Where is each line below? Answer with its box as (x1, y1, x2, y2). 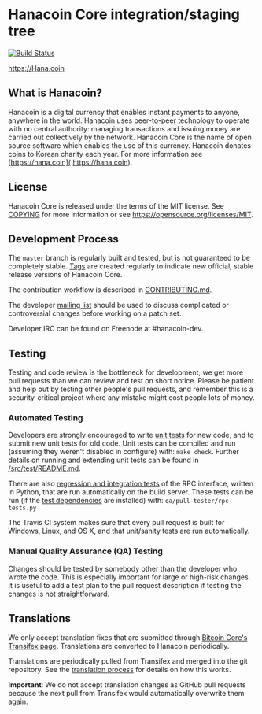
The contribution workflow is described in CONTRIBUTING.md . (8, 285, 212, 294)
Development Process (8, 232, 120, 246)
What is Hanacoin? (8, 87, 103, 100)
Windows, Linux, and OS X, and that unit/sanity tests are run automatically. (8, 526, 250, 536)
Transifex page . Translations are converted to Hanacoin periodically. (8, 641, 230, 650)
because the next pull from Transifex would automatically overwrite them (8, 688, 245, 697)
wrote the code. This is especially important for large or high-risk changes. (8, 572, 251, 582)
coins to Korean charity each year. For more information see (8, 149, 203, 158)
